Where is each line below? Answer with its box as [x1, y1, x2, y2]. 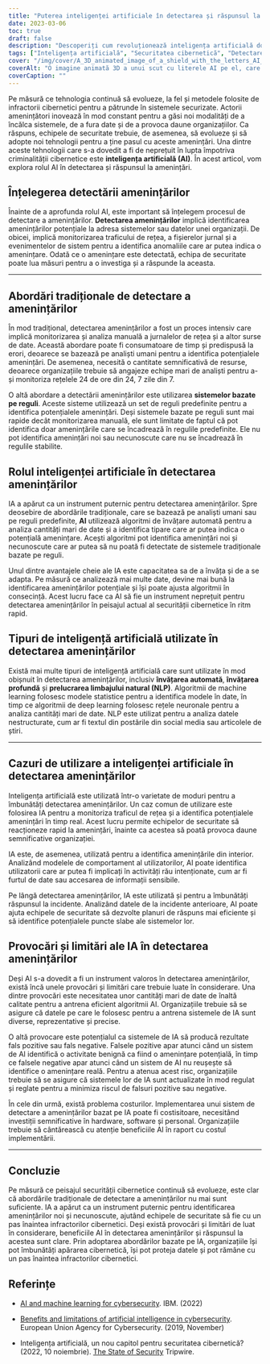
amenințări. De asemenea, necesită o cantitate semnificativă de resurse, [8, 358, 247, 367]
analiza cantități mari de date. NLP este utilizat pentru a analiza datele [8, 708, 239, 718]
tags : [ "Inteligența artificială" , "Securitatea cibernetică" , [8, 49, 225, 57]
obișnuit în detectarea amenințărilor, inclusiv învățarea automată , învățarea [8, 674, 260, 684]
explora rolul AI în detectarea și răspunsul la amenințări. [8, 162, 193, 172]
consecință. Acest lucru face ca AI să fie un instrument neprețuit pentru [8, 591, 245, 601]
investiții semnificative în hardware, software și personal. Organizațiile [8, 1116, 239, 1126]
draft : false [8, 34, 52, 43]
